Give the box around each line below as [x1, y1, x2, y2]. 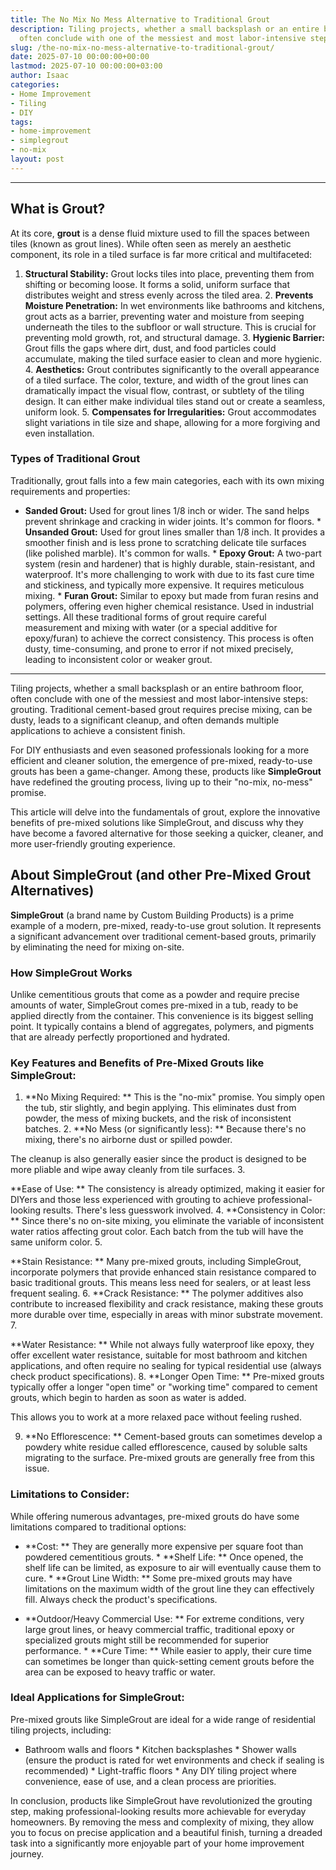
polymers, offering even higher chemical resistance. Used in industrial [24, 600, 314, 612]
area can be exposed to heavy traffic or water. [24, 1666, 216, 1678]
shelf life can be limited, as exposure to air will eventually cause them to [24, 1561, 322, 1573]
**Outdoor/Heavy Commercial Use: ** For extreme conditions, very [24, 1612, 305, 1625]
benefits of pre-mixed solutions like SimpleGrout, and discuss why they [10, 816, 304, 828]
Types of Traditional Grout [10, 452, 141, 466]
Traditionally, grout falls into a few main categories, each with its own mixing [10, 474, 325, 486]
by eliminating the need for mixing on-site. [10, 941, 185, 953]
